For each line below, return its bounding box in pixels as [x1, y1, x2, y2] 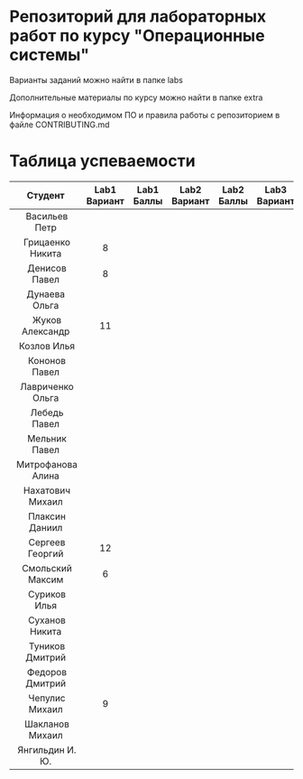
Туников [28, 639, 66, 652]
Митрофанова [16, 458, 78, 470]
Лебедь [30, 406, 64, 419]
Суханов [28, 614, 66, 626]
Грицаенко [23, 236, 70, 248]
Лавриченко [19, 380, 74, 393]
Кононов [28, 354, 66, 366]
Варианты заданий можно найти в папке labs [9, 74, 183, 85]
